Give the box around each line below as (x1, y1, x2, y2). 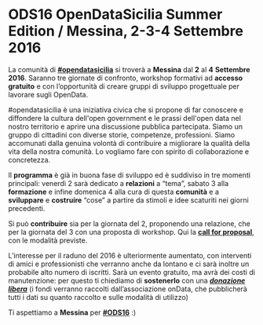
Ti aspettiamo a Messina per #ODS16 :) (8, 308, 137, 317)
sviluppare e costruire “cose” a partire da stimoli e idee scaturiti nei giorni (8, 195, 249, 205)
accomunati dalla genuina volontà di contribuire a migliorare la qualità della (8, 138, 250, 148)
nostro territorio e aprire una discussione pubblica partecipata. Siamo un (8, 122, 243, 131)
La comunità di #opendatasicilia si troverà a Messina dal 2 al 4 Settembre (8, 64, 250, 74)
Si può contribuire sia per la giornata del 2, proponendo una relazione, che (8, 218, 251, 228)
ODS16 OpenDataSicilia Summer (8, 5, 223, 24)
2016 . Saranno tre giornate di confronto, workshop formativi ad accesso (8, 73, 243, 82)
